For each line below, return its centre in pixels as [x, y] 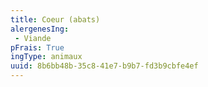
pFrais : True [37, 47]
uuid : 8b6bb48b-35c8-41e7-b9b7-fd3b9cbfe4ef [104, 66]
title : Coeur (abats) [55, 19]
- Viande [33, 38]
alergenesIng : [40, 29]
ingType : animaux [46, 57]
